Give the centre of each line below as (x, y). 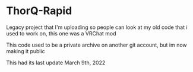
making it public (26, 51)
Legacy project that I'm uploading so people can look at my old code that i (97, 27)
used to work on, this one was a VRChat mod (61, 33)
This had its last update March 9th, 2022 (56, 63)
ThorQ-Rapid (39, 11)
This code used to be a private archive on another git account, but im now (96, 45)
